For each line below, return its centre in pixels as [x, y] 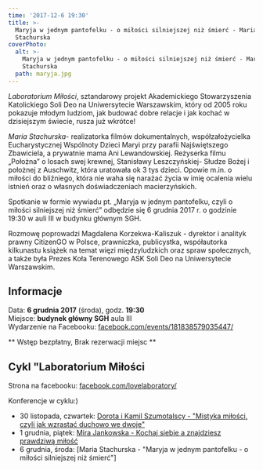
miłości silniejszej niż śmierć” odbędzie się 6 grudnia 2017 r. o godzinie [122, 209]
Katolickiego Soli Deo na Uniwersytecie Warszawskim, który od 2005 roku [128, 104]
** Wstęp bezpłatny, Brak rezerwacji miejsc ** [82, 342]
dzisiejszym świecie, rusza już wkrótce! [72, 121]
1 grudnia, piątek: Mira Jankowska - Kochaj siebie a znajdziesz [120, 433]
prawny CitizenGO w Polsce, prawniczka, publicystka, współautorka [118, 242]
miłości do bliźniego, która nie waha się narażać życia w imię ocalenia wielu [130, 178]
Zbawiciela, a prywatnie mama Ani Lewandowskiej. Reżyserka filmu [117, 153]
